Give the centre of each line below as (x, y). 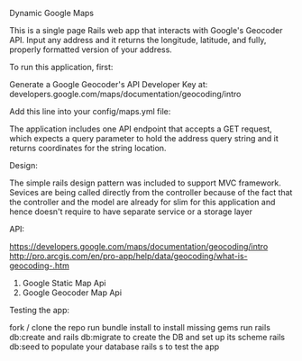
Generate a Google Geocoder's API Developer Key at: (109, 84)
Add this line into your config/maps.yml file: (90, 111)
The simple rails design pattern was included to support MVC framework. (146, 183)
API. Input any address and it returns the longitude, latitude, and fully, (138, 40)
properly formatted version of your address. (91, 50)
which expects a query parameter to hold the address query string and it (144, 138)
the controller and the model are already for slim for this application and (142, 202)
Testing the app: (40, 310)
